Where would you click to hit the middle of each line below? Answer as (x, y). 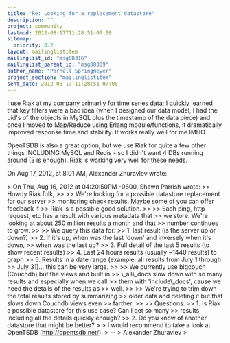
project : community (35, 26)
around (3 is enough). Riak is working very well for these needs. (97, 160)
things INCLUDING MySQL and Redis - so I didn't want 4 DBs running (105, 153)
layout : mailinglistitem (43, 52)
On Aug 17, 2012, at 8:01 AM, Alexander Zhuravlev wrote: (87, 174)
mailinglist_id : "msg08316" (47, 58)
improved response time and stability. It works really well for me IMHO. (107, 132)
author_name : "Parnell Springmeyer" (59, 71)
